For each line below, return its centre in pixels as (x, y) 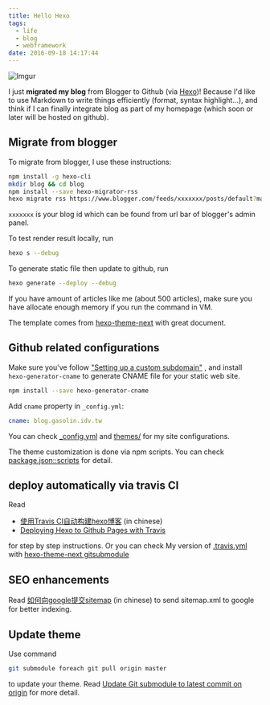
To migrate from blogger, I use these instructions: (90, 162)
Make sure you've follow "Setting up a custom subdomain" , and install (125, 367)
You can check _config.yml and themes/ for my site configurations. (119, 436)
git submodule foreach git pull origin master (88, 669)
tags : (17, 23)
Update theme (45, 635)
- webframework (41, 46)
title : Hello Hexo (39, 16)
